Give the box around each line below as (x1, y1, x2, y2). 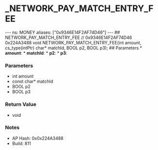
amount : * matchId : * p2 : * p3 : (5, 50, 68, 56)
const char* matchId (12, 78, 53, 84)
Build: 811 (12, 140, 31, 146)
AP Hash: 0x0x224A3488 (12, 135, 64, 141)
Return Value (5, 101, 36, 108)
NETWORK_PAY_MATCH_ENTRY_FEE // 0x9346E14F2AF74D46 (5, 35, 132, 40)
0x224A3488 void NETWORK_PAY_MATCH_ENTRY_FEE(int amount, (5, 39, 141, 45)
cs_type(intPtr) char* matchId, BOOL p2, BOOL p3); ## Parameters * (5, 45, 142, 51)
